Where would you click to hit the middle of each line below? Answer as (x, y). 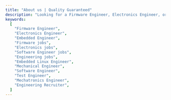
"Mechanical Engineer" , (40, 66)
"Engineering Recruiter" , (42, 85)
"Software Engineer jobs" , (43, 52)
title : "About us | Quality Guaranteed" (49, 10)
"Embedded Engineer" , (37, 38)
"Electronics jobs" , (36, 47)
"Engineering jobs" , (36, 57)
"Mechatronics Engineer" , (42, 80)
